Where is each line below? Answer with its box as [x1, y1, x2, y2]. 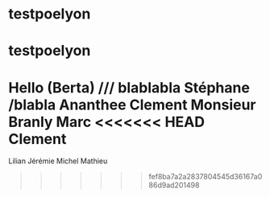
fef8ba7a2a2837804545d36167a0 [148, 172, 263, 182]
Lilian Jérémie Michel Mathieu [8, 156, 108, 166]
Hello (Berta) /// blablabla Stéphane [8, 78, 250, 96]
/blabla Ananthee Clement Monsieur [8, 96, 256, 113]
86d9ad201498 [148, 180, 200, 190]
